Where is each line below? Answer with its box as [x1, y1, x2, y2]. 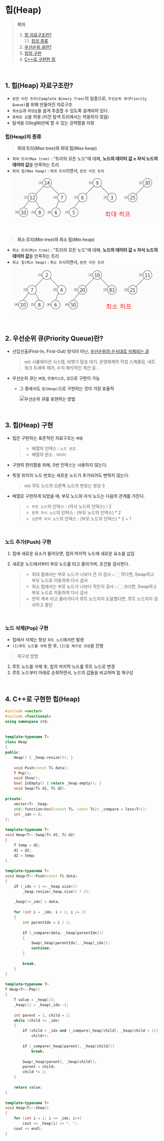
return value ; [14, 1085, 42, 1090]
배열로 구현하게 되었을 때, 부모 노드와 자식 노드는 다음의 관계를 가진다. [12, 493, 145, 499]
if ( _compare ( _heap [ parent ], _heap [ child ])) [22, 1044, 115, 1049]
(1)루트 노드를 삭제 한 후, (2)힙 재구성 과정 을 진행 [12, 643, 103, 649]
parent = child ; [22, 1064, 56, 1069]
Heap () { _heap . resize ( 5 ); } [14, 755, 73, 760]
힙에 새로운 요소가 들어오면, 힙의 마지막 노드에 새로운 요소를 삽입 [12, 550, 135, 556]
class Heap [5, 740, 27, 745]
